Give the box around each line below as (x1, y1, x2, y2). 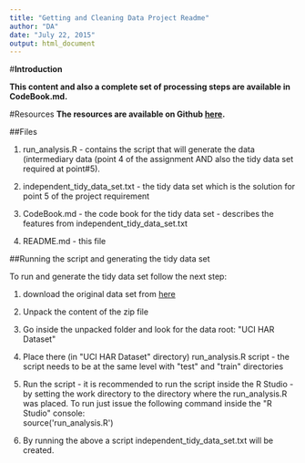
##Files (9, 127, 38, 138)
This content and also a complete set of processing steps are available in (9, 81, 291, 92)
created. (22, 445, 55, 456)
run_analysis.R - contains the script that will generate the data (22, 144, 255, 155)
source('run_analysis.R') (22, 417, 114, 428)
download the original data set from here (22, 289, 176, 300)
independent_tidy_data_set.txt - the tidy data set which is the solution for (22, 181, 296, 192)
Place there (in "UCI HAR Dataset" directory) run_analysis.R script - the (22, 352, 290, 363)
